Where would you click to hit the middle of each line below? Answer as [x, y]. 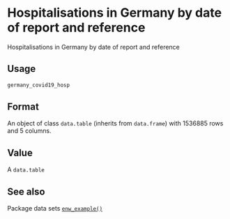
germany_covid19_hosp [39, 85]
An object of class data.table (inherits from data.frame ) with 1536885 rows [115, 123]
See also [26, 191]
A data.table [26, 169]
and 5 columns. [29, 131]
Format [23, 107]
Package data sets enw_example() [55, 209]
